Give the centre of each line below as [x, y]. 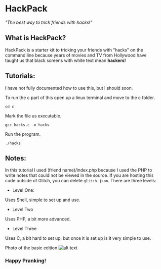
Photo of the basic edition [31, 248]
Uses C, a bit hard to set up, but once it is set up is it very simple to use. [78, 238]
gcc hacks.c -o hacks [27, 125]
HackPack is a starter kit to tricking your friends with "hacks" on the [74, 50]
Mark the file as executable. [33, 116]
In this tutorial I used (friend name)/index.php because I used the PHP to [79, 170]
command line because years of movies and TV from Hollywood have [76, 55]
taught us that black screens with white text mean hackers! [65, 60]
